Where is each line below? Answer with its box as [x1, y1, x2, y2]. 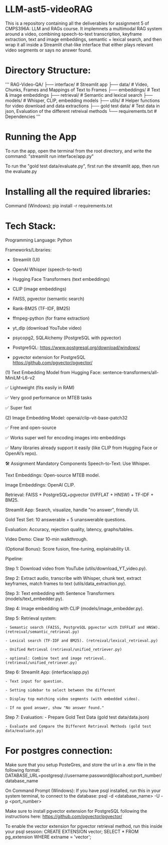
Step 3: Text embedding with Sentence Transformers [5, 590, 115, 596]
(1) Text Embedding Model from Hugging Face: [5, 369, 102, 375]
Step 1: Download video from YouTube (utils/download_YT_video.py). [5, 565, 147, 571]
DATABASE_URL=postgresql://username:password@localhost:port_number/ [5, 772, 162, 778]
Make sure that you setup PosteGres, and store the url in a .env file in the [5, 761, 156, 767]
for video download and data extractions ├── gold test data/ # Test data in [5, 102, 160, 109]
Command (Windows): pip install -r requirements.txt [5, 203, 113, 209]
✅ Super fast [5, 404, 32, 410]
